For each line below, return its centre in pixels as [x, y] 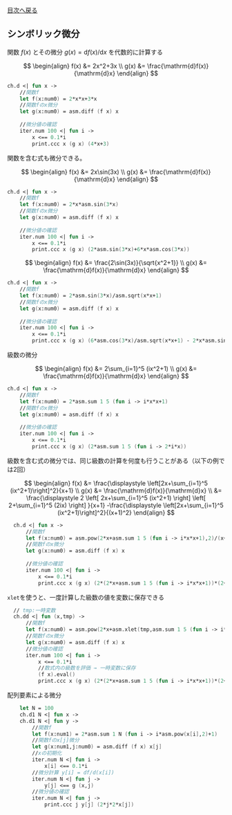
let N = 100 [37, 708]
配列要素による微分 [35, 695]
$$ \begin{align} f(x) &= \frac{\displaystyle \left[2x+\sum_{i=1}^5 [116, 483]
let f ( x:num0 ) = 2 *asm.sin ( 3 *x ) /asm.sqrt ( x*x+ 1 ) [91, 296]
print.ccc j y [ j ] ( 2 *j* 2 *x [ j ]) [89, 805]
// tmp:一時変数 [35, 610]
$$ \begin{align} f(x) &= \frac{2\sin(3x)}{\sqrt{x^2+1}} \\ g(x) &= [116, 263]
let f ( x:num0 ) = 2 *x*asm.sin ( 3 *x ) [69, 205]
